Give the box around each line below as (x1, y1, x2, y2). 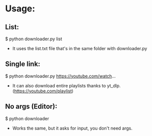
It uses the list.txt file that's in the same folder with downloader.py (12, 46, 148, 51)
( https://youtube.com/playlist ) (12, 88, 74, 94)
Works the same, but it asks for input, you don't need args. (12, 125, 133, 131)
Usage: (5, 3, 36, 14)
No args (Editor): (5, 102, 58, 111)
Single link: (5, 60, 41, 68)
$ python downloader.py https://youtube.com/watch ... (5, 73, 116, 79)
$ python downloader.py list (5, 36, 62, 42)
